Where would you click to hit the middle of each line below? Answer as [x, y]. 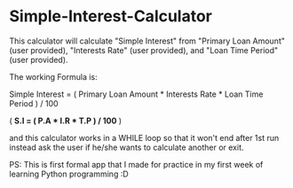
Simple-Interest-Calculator [111, 16]
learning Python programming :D [69, 174]
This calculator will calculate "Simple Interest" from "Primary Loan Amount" [147, 41]
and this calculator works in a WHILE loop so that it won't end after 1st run [144, 137]
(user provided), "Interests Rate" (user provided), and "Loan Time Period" [144, 50]
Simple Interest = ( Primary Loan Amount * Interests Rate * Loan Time [136, 94]
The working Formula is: [53, 76]
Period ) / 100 [34, 103]
